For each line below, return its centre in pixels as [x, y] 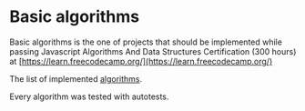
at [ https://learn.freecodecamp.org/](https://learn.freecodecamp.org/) [141, 61]
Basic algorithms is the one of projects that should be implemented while [146, 42]
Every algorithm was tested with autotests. [89, 96]
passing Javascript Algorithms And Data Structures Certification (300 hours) [153, 51]
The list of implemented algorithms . [76, 78]
